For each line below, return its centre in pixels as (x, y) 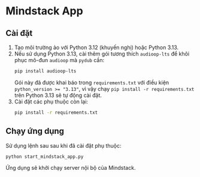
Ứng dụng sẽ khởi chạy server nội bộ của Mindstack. (71, 168)
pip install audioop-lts (45, 71)
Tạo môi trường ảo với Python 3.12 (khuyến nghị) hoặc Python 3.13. (96, 47)
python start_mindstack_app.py (45, 157)
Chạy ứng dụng (35, 131)
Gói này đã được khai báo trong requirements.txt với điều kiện (92, 83)
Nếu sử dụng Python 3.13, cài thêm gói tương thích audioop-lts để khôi (102, 54)
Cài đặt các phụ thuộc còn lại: (51, 101)
